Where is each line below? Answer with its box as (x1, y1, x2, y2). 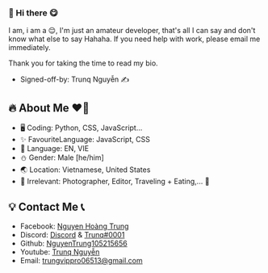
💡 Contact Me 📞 (8, 199, 85, 213)
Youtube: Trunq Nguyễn (19, 246, 100, 257)
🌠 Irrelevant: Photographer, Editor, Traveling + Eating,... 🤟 (19, 177, 210, 187)
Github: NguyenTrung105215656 (19, 238, 128, 248)
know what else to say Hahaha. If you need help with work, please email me (8, 34, 261, 44)
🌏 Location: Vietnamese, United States (19, 165, 151, 174)
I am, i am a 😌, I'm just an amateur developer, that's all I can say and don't (8, 26, 256, 36)
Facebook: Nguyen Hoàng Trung (19, 221, 129, 231)
